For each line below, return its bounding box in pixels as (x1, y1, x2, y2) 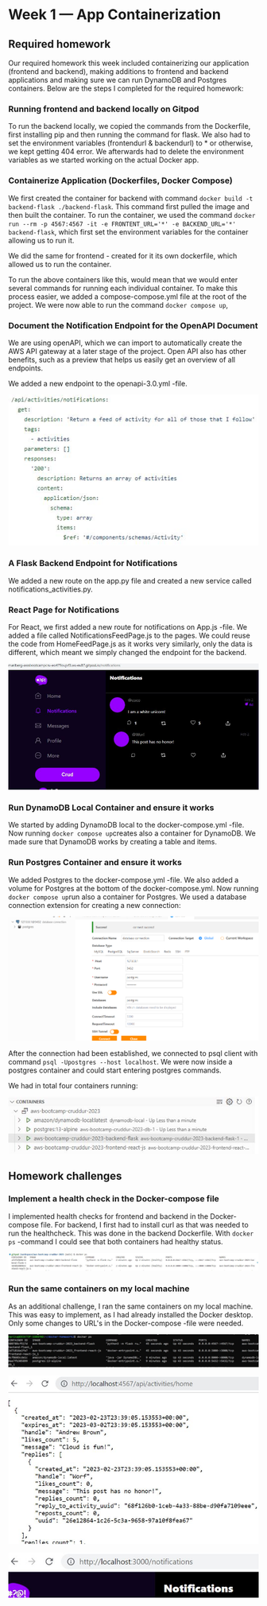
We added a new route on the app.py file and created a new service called (8, 576, 252, 585)
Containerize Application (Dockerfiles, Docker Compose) (8, 175, 233, 186)
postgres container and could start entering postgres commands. (8, 1065, 222, 1075)
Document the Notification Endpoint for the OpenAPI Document (8, 320, 258, 331)
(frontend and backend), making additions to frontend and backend (8, 67, 229, 76)
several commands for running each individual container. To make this (8, 283, 238, 293)
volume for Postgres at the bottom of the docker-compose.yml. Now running (8, 883, 259, 893)
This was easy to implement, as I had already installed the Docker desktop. (8, 1309, 253, 1319)
